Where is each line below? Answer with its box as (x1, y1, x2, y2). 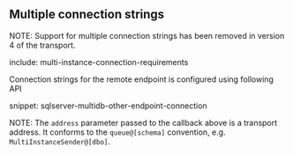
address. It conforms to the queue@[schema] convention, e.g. (9, 127, 227, 137)
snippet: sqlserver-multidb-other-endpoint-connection (9, 100, 207, 111)
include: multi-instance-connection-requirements (9, 56, 189, 67)
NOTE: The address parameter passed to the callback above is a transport (9, 117, 278, 128)
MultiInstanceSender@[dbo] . (9, 136, 111, 146)
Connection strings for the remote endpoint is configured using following (9, 74, 274, 85)
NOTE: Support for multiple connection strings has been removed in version (9, 30, 285, 41)
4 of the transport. (9, 40, 76, 50)
